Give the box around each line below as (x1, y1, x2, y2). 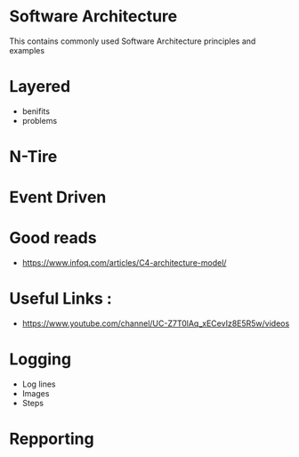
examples (9, 45, 45, 55)
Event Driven (9, 187, 107, 208)
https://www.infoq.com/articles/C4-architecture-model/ (21, 257, 227, 268)
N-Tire (9, 147, 58, 167)
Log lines (21, 379, 56, 389)
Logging (9, 349, 72, 370)
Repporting (9, 429, 95, 449)
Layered (9, 77, 71, 97)
